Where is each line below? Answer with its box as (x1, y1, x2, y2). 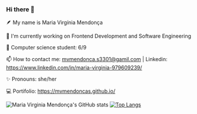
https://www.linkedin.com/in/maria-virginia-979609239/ (6, 64, 142, 71)
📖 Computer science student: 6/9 (6, 44, 87, 51)
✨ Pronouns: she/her (6, 76, 57, 83)
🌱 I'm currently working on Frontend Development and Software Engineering (6, 32, 192, 40)
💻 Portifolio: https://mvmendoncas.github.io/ (6, 88, 116, 95)
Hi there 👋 (6, 5, 35, 14)
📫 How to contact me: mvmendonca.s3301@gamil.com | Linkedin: (6, 56, 168, 63)
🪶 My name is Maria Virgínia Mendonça (6, 19, 103, 26)
